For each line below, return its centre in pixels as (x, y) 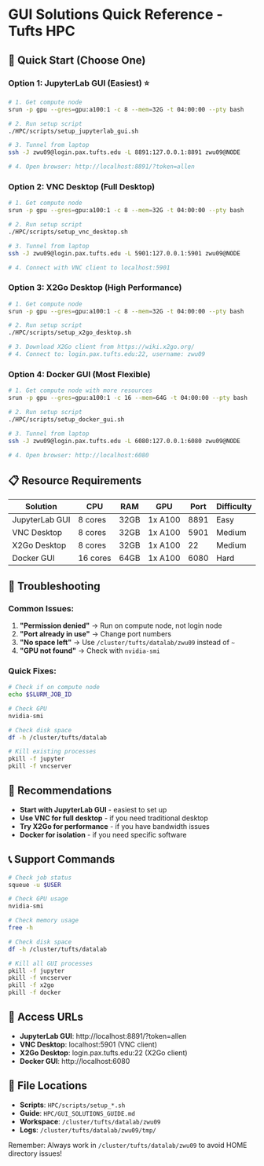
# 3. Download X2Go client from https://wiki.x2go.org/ (101, 347)
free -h (21, 928)
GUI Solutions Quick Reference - (116, 15)
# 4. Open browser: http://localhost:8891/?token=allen (101, 167)
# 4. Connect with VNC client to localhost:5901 (89, 268)
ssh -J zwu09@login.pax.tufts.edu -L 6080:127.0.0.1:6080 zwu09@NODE (125, 441)
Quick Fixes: (32, 671)
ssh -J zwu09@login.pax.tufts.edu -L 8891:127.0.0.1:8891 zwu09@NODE (125, 152)
